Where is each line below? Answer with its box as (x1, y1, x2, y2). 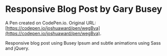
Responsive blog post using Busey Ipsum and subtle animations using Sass (5, 40, 161, 46)
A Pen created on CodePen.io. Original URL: (5, 20, 97, 26)
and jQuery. (5, 45, 29, 51)
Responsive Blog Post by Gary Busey (5, 3, 162, 15)
